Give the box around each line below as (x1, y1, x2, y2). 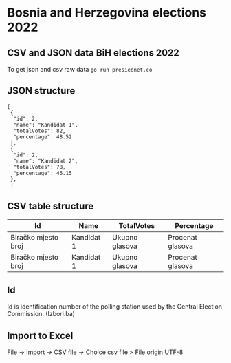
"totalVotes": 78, (13, 163, 67, 170)
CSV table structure (7, 200, 94, 212)
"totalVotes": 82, (13, 127, 67, 134)
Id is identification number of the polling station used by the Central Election (7, 302, 222, 311)
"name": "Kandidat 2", (13, 157, 78, 165)
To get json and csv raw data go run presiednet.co (7, 65, 153, 73)
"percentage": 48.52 (13, 133, 72, 141)
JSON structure (7, 85, 76, 97)
